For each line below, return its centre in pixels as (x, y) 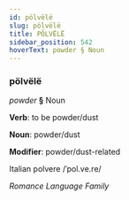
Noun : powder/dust (45, 135)
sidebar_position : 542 (51, 42)
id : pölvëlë (31, 17)
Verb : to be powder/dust (54, 118)
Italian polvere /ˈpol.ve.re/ (55, 169)
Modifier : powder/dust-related (65, 152)
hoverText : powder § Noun (57, 50)
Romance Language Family (59, 186)
